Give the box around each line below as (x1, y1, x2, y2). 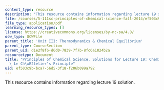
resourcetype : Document (5, 52, 54, 57)
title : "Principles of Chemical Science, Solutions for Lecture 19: (5, 57, 147, 62)
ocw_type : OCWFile (5, 35, 42, 39)
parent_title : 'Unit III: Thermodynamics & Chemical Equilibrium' (5, 39, 143, 44)
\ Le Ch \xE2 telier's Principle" (9, 61, 76, 66)
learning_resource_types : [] (5, 25, 64, 30)
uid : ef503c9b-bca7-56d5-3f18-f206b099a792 (5, 66, 95, 71)
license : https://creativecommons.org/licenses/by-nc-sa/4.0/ (5, 30, 134, 35)
